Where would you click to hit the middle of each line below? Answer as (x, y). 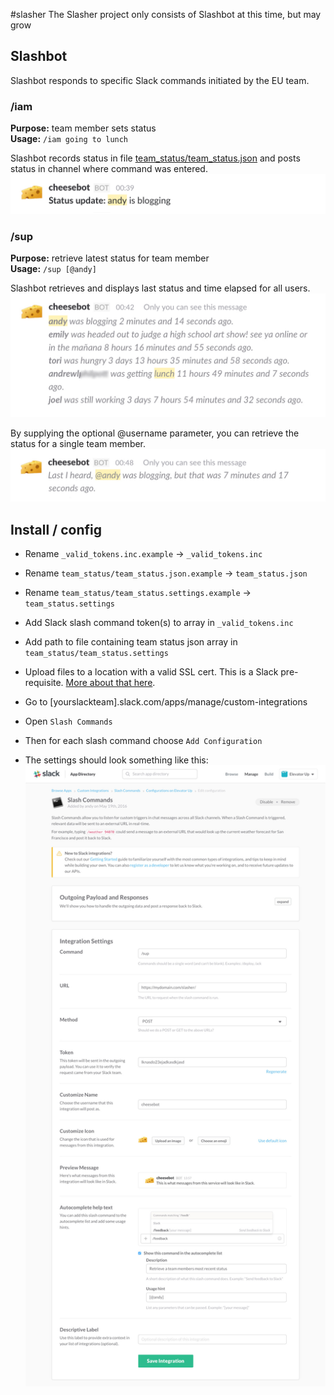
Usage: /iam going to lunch (69, 139)
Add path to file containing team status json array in (131, 642)
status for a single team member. (78, 443)
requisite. (44, 683)
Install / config (56, 529)
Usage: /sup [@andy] (53, 268)
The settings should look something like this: (116, 760)
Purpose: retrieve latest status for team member (110, 258)
